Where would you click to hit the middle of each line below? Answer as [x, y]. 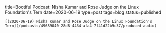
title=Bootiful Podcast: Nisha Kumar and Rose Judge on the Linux [72, 7]
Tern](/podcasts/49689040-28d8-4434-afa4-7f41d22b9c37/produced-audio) [81, 26]
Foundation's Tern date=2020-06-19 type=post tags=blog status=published [83, 12]
